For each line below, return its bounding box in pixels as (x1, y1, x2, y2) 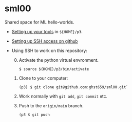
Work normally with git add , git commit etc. (19, 93, 108, 99)
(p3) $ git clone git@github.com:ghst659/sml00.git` (19, 84, 129, 90)
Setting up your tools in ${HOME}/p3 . (11, 28, 83, 34)
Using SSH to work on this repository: (11, 48, 87, 53)
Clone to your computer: (19, 75, 68, 81)
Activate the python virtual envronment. (19, 57, 99, 63)
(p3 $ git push (19, 112, 50, 117)
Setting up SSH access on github (11, 38, 78, 44)
